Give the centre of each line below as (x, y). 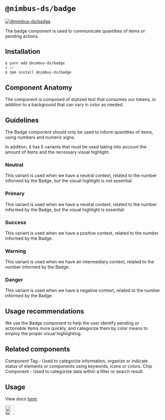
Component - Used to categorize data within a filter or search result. (75, 372)
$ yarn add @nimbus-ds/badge (35, 63)
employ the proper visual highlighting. (44, 334)
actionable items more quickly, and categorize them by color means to (76, 328)
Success (16, 222)
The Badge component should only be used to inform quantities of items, (79, 132)
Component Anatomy (39, 87)
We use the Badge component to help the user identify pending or (72, 323)
